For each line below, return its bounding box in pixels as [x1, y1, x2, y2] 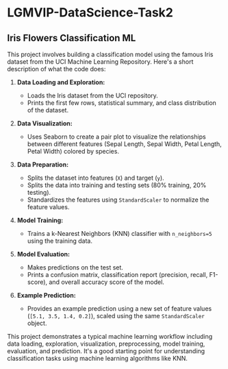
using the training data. [27, 237, 92, 245]
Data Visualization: [16, 119, 73, 128]
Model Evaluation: [16, 250, 71, 258]
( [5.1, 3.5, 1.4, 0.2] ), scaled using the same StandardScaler [27, 312, 205, 320]
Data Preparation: [16, 160, 69, 169]
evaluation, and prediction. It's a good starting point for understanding [7, 347, 205, 355]
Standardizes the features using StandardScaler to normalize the [27, 195, 210, 204]
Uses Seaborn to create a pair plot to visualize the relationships [27, 132, 207, 141]
